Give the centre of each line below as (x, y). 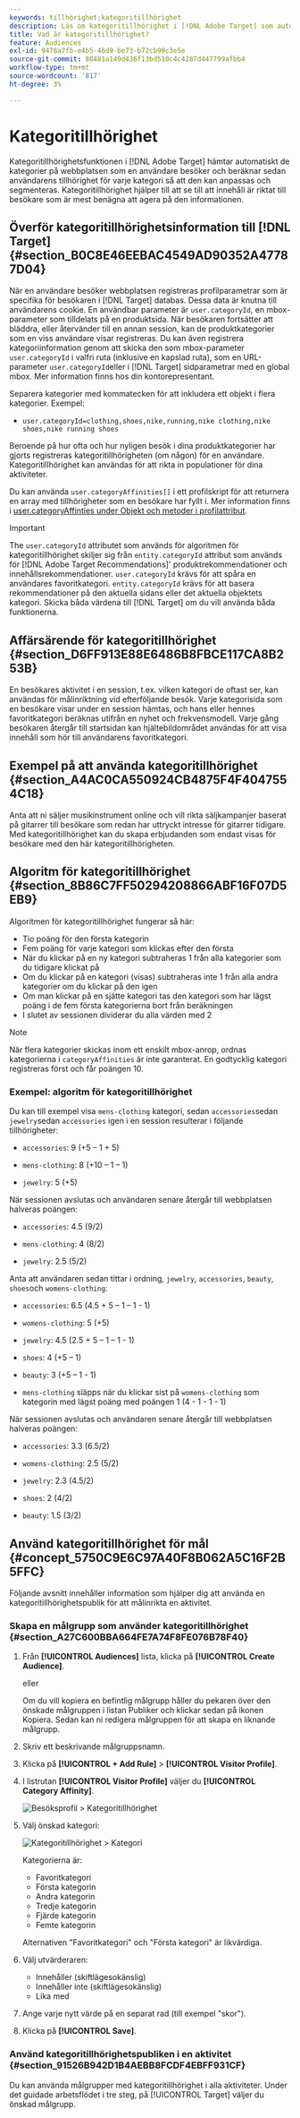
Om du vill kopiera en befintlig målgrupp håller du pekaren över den (146, 1701)
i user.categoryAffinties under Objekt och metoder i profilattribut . (129, 510)
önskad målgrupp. (42, 2104)
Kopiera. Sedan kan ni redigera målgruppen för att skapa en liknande (149, 1719)
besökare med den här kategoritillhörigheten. (92, 844)
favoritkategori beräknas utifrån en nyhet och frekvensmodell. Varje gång (144, 718)
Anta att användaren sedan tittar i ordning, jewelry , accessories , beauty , (142, 1279)
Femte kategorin (66, 1925)
